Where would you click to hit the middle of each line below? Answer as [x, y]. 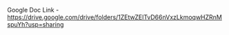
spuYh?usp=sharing [36, 24]
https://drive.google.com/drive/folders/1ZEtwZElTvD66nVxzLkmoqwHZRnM [114, 17]
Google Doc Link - [33, 10]
